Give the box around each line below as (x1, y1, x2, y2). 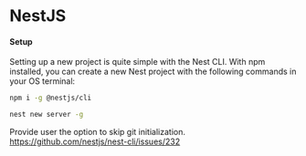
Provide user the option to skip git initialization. (9, 127, 185, 138)
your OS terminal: (9, 76, 76, 87)
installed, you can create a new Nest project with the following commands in (9, 66, 297, 78)
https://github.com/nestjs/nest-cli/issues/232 (9, 136, 181, 147)
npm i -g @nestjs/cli (9, 93, 92, 103)
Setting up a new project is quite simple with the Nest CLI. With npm (9, 57, 266, 68)
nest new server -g (9, 110, 84, 120)
